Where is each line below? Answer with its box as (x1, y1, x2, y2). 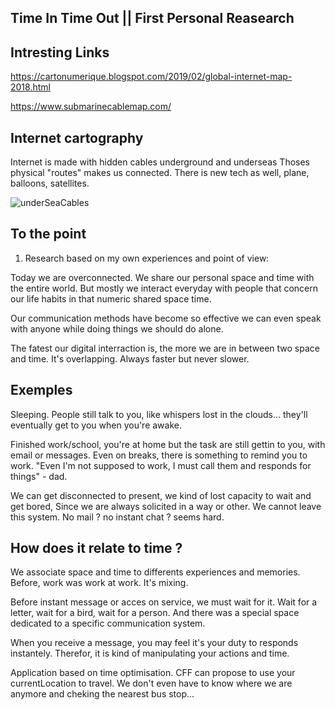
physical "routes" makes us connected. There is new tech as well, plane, (10, 167, 310, 179)
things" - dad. (10, 470, 68, 482)
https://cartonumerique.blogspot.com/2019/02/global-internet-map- (10, 71, 293, 83)
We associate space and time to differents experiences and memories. (10, 566, 301, 578)
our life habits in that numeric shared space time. (10, 292, 212, 305)
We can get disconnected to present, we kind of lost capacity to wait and (10, 489, 312, 501)
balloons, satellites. (10, 177, 90, 190)
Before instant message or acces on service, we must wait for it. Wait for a (10, 596, 318, 608)
